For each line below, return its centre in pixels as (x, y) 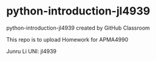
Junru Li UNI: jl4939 (31, 51)
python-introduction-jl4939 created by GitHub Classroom (78, 28)
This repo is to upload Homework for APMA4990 (67, 39)
